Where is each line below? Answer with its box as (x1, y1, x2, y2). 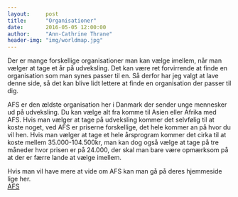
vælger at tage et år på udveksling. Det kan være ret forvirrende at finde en (7, 64, 228, 73)
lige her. (7, 175, 31, 183)
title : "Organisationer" (7, 17, 97, 24)
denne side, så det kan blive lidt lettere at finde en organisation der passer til (7, 79, 232, 87)
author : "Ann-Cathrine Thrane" (7, 30, 113, 38)
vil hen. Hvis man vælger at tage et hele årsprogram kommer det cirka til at (7, 131, 227, 139)
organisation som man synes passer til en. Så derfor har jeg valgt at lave (7, 72, 219, 80)
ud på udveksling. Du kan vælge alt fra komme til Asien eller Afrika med (7, 108, 217, 117)
